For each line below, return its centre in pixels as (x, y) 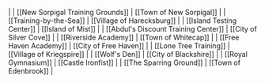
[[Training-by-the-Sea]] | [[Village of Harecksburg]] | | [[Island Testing (123, 21)
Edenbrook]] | (31, 71)
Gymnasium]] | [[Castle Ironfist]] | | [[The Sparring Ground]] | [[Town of (125, 62)
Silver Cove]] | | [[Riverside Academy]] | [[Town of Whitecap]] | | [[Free (124, 37)
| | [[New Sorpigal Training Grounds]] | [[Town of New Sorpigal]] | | (117, 12)
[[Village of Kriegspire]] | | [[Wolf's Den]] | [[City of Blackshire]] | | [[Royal (128, 54)
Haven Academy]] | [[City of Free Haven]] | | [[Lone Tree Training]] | (119, 46)
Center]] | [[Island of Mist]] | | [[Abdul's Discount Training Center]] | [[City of (132, 29)
